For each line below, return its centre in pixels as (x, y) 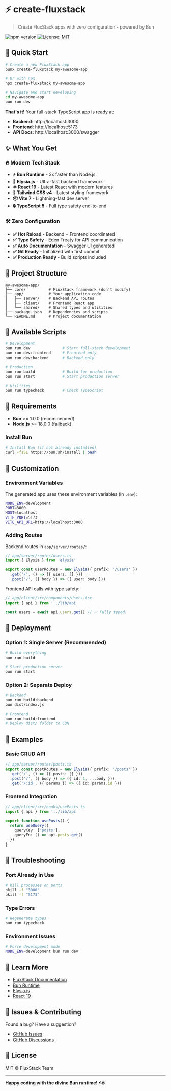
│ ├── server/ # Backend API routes (50, 298)
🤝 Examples (24, 739)
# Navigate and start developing (41, 92)
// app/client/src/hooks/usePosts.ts (45, 807)
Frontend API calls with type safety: (42, 589)
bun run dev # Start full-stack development (68, 348)
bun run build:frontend (31, 719)
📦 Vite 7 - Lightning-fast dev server (51, 198)
